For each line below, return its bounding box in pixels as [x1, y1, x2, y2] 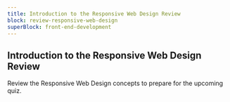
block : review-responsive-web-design [7, 17, 118, 24]
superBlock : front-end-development [7, 23, 112, 30]
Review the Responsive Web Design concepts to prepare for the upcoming [7, 79, 224, 88]
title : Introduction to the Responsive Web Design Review [7, 10, 181, 18]
